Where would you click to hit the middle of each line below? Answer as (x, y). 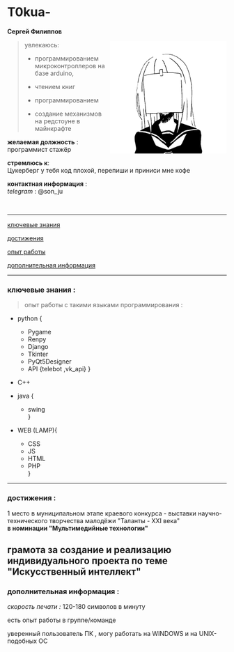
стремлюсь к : (29, 163)
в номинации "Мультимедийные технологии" (78, 528)
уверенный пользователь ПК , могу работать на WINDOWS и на (102, 634)
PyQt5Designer (49, 362)
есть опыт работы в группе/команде (62, 620)
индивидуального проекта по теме (88, 560)
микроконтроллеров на (70, 65)
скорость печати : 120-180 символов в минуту (76, 607)
